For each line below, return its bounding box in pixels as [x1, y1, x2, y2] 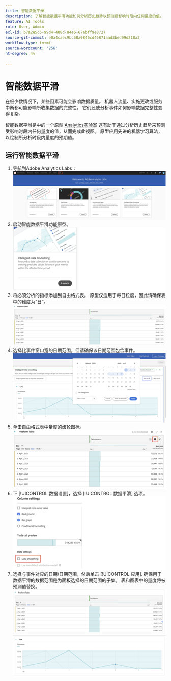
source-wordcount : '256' [5, 46, 58, 51]
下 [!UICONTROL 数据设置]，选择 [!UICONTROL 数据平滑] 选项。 [12, 490, 148, 496]
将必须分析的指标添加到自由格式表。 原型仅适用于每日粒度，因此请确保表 [12, 292, 166, 299]
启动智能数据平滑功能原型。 [12, 221, 71, 227]
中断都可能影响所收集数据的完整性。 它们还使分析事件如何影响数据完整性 [5, 105, 158, 111]
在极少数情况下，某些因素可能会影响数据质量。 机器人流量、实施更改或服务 [5, 98, 163, 104]
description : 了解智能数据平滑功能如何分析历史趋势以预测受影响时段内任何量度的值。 [5, 13, 164, 19]
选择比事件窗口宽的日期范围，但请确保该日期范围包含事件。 [12, 347, 138, 353]
